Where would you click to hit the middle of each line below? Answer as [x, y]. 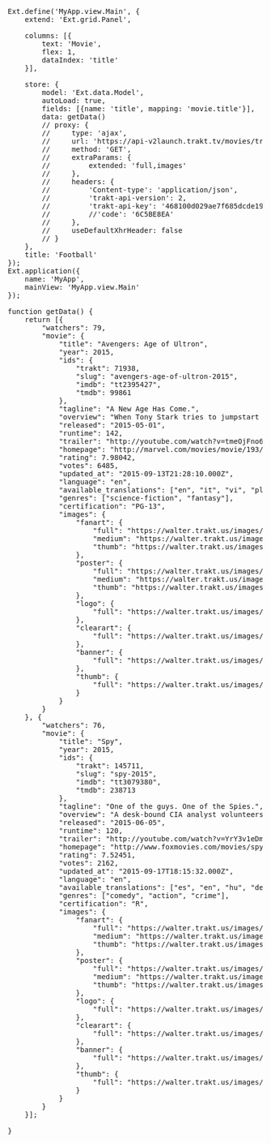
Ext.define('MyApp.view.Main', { [74, 11]
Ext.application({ [44, 271]
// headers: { [78, 182]
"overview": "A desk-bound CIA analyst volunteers [161, 814]
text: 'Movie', [72, 44]
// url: [66, 141]
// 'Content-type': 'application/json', [140, 190]
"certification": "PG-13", [112, 506]
